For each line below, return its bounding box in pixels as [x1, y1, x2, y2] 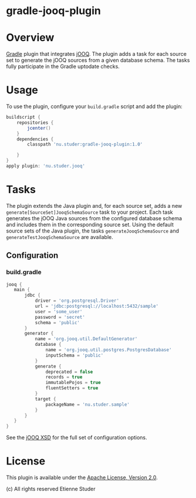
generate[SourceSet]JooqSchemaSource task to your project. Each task [6, 208, 173, 216]
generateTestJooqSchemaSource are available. [6, 233, 113, 240]
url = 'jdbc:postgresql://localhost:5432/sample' [35, 304, 159, 309]
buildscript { [6, 115, 41, 120]
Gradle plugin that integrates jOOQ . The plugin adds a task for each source [6, 51, 187, 58]
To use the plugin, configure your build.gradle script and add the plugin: [6, 103, 183, 110]
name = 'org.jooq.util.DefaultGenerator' [35, 336, 138, 342]
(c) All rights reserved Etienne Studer [6, 486, 96, 493]
